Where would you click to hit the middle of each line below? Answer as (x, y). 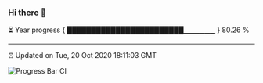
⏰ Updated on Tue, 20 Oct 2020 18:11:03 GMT (82, 56)
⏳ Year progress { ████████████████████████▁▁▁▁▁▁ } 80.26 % (129, 30)
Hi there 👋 (27, 13)
